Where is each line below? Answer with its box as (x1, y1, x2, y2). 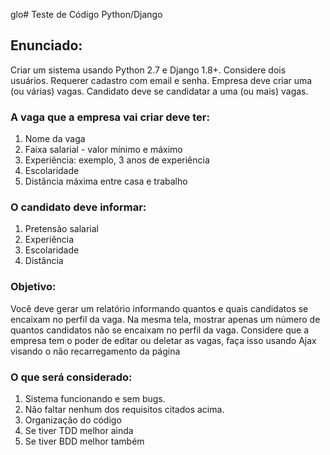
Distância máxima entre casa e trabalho (24, 175, 188, 188)
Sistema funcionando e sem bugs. (24, 393, 166, 404)
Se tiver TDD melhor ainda (24, 425, 134, 436)
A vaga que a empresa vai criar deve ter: (10, 110, 210, 124)
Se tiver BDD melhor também (24, 435, 145, 447)
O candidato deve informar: (10, 200, 147, 214)
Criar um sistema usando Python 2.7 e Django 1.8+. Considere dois (10, 64, 287, 76)
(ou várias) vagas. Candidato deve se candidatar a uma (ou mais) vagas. (10, 85, 309, 97)
